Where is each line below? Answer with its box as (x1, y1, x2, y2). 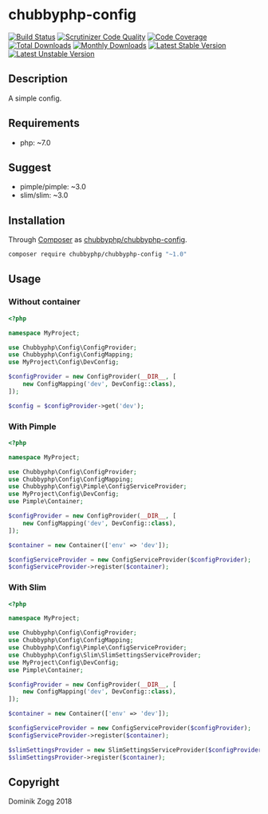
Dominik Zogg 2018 (8, 796, 73, 806)
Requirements (8, 117, 80, 130)
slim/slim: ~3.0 (19, 190, 69, 201)
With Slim (8, 582, 47, 593)
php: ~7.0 (19, 137, 51, 147)
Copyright (8, 775, 60, 788)
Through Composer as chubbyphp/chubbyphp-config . (8, 235, 187, 244)
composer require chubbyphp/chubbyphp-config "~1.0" (8, 250, 187, 259)
